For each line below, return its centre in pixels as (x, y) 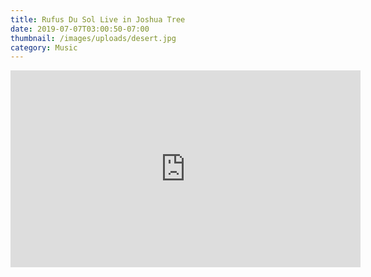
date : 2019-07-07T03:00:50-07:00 (80, 29)
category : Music (44, 47)
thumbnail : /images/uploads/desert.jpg (93, 38)
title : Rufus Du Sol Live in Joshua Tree (98, 19)
